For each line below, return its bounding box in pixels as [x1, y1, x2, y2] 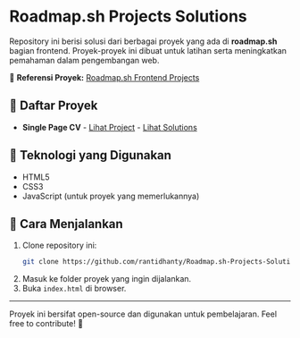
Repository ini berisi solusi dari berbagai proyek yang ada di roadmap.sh [9, 36, 278, 46]
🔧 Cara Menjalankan [9, 216, 123, 232]
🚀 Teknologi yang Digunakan [9, 148, 172, 163]
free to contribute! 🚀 [9, 318, 83, 329]
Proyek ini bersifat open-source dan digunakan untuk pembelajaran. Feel [9, 308, 278, 319]
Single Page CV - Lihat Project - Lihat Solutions [21, 122, 198, 132]
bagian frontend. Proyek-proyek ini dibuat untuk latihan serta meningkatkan [9, 45, 287, 55]
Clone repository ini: [21, 240, 97, 251]
